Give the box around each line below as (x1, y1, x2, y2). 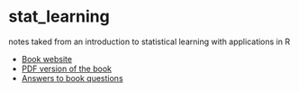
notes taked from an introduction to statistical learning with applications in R (8, 36, 290, 47)
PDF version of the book (21, 63, 112, 74)
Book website (21, 53, 73, 64)
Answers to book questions (21, 72, 123, 83)
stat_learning (8, 6, 110, 27)
